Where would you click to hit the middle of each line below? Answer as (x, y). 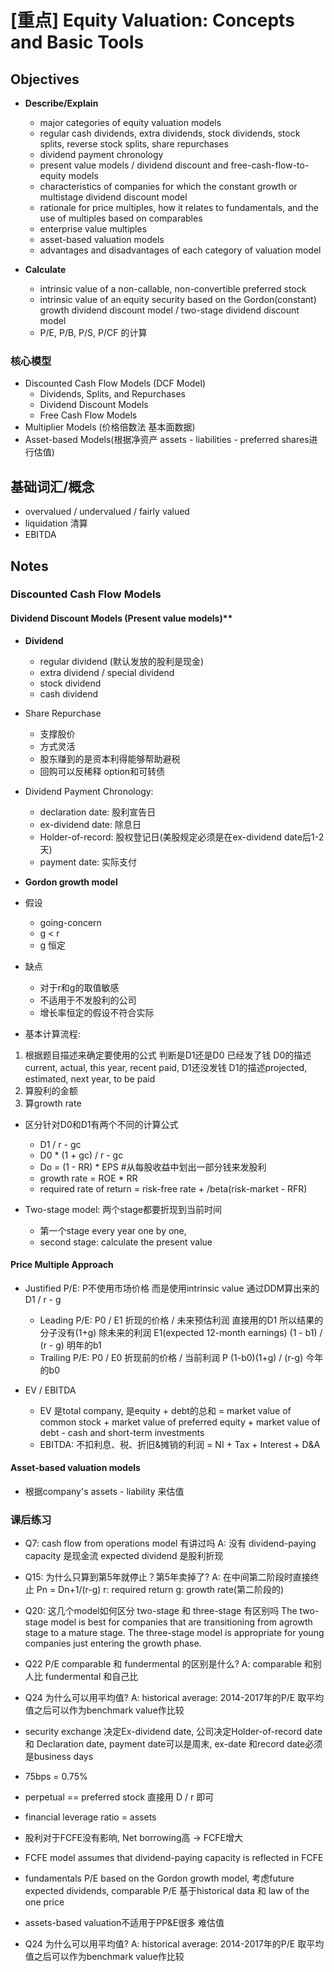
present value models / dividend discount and (134, 165)
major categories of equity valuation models (130, 122)
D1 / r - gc (60, 1144)
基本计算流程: (52, 1033)
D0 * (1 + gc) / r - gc (81, 1155)
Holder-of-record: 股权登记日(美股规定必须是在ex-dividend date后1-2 (182, 837)
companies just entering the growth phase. (113, 1643)
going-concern (70, 922)
